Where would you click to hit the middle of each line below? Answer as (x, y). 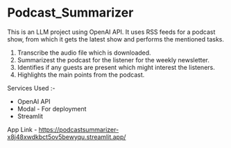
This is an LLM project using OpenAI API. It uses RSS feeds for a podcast (111, 32)
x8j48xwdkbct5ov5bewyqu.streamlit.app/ (67, 137)
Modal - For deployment (52, 109)
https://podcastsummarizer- (79, 129)
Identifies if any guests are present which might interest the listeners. (116, 67)
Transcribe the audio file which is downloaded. (84, 53)
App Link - (22, 129)
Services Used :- (31, 88)
